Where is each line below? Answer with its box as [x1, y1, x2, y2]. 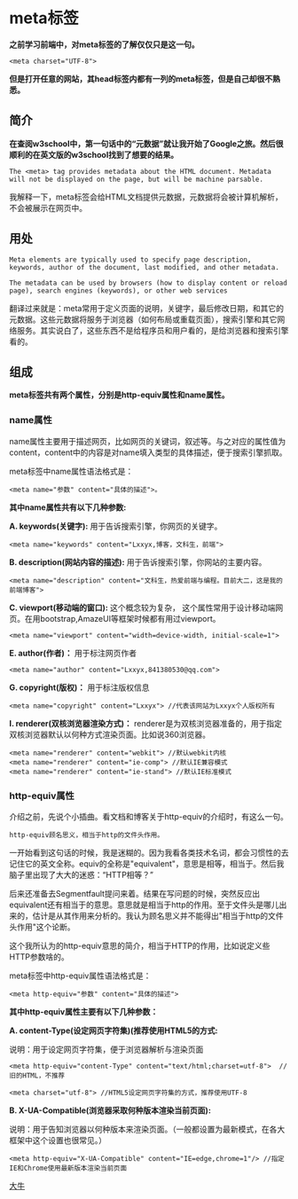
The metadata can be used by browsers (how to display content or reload [9, 278, 288, 287]
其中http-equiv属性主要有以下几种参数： [9, 1006, 159, 1016]
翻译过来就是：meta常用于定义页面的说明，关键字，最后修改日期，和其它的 [9, 302, 284, 313]
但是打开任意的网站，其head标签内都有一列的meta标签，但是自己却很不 [9, 73, 273, 84]
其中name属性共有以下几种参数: [9, 502, 127, 513]
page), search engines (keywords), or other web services [9, 286, 228, 295]
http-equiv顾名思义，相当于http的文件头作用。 [9, 830, 164, 839]
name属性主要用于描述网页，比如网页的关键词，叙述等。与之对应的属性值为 [9, 435, 286, 446]
